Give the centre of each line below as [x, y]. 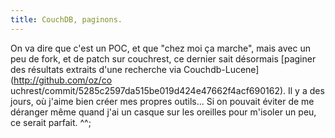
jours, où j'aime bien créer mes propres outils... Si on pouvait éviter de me [162, 101]
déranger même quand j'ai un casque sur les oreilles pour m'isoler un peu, [163, 112]
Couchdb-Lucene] [221, 69]
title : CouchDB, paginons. [66, 19]
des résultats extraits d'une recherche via [96, 69]
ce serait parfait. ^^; [51, 122]
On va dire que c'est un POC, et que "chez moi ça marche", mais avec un [160, 48]
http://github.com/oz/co [63, 80]
